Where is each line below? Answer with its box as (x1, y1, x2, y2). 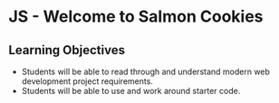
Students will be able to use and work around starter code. (21, 86, 241, 96)
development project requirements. (21, 76, 153, 87)
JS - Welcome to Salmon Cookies (8, 6, 264, 27)
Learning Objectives (8, 42, 126, 58)
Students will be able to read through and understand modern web (21, 66, 271, 77)
